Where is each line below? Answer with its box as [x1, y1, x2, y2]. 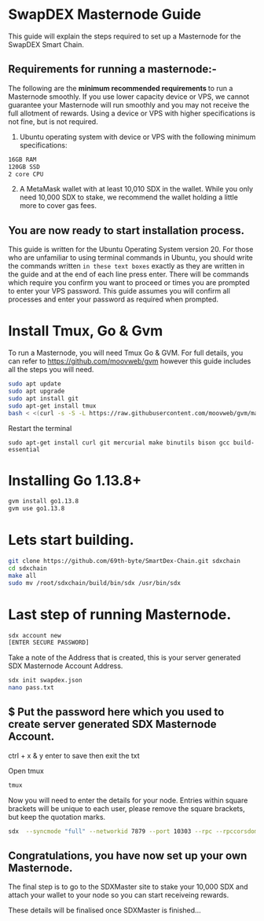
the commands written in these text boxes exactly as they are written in [8, 261, 245, 271]
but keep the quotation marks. [8, 812, 106, 821]
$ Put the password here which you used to [8, 705, 225, 719]
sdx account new [8, 631, 61, 639]
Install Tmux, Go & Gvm [8, 322, 163, 340]
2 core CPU [8, 170, 44, 178]
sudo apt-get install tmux [8, 402, 97, 410]
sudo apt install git [8, 394, 79, 402]
